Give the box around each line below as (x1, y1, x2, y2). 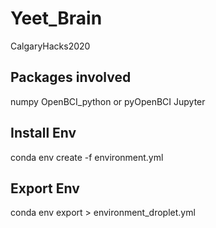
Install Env (10, 125, 77, 142)
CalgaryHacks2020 (10, 40, 91, 52)
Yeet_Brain (10, 7, 103, 30)
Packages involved (10, 69, 132, 86)
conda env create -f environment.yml (10, 151, 164, 163)
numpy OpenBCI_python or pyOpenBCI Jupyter (10, 95, 206, 107)
